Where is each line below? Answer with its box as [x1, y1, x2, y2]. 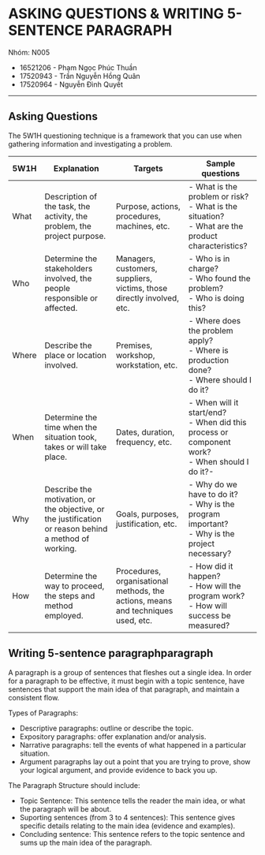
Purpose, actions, [115, 200, 181, 211]
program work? [188, 590, 245, 601]
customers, [115, 263, 158, 274]
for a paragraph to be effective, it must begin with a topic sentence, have [8, 676, 245, 685]
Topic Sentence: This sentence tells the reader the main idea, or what [19, 796, 246, 805]
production [188, 354, 230, 365]
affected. [44, 302, 78, 313]
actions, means [115, 595, 173, 606]
